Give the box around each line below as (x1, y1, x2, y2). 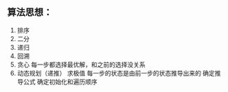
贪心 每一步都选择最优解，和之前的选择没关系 (16, 60, 146, 69)
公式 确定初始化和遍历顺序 (23, 78, 98, 86)
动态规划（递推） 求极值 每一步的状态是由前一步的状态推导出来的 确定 (16, 69, 215, 77)
